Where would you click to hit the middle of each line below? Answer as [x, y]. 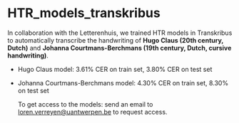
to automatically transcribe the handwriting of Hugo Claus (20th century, [116, 40]
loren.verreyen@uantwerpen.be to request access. [92, 112]
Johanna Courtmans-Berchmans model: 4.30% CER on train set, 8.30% [123, 82]
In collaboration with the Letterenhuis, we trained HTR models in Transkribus [120, 33]
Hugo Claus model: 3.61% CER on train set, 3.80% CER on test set [115, 69]
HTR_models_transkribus [84, 13]
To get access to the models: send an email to [85, 104]
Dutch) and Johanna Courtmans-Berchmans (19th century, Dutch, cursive [119, 48]
